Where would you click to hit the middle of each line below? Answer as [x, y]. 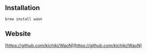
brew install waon [24, 19]
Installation [22, 8]
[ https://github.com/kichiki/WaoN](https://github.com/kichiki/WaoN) [73, 45]
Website [18, 34]
